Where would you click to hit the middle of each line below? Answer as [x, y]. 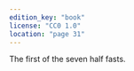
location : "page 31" [47, 34]
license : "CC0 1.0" [45, 26]
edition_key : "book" [47, 17]
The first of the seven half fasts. [67, 59]
